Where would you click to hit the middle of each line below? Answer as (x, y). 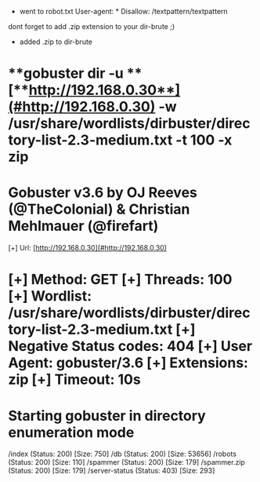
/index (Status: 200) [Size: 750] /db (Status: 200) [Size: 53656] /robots (123, 454)
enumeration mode (71, 432)
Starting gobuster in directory (107, 416)
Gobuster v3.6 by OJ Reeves (103, 193)
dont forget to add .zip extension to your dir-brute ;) (91, 26)
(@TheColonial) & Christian (99, 209)
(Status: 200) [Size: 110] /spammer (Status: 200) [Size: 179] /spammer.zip (126, 462)
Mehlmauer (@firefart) (83, 226)
